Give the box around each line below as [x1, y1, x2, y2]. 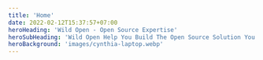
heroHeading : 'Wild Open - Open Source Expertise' [8, 26, 178, 34]
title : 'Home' [8, 11, 55, 19]
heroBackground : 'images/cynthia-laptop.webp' [8, 41, 164, 48]
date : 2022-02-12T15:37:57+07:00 [8, 19, 118, 26]
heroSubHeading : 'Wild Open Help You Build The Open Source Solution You [8, 33, 256, 41]
